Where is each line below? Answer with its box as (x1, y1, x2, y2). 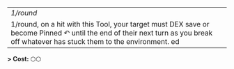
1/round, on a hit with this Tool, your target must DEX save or (10, 20, 210, 29)
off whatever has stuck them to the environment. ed (10, 37, 180, 46)
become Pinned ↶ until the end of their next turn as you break (10, 28, 213, 38)
